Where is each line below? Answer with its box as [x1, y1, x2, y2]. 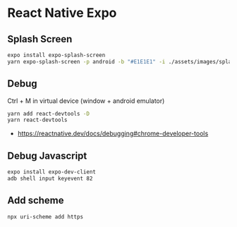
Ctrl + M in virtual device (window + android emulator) [7, 97, 165, 105]
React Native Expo [7, 5, 117, 21]
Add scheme [7, 195, 65, 207]
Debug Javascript [7, 149, 87, 161]
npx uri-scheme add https [7, 213, 83, 220]
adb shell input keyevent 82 [7, 175, 93, 182]
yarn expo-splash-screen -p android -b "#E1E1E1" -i [7, 58, 166, 65]
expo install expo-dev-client [7, 168, 97, 176]
